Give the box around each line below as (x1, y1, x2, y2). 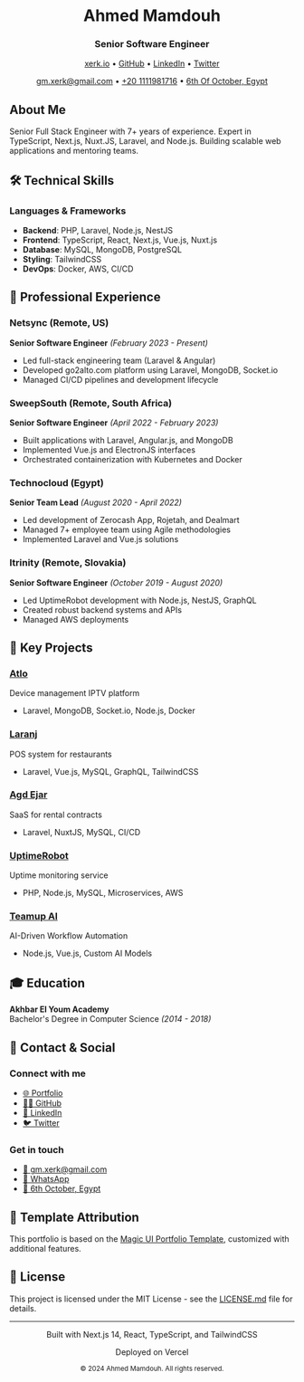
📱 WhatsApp (22, 1174, 70, 1185)
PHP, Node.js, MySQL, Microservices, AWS (22, 888, 184, 899)
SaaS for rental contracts (9, 809, 102, 820)
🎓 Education (9, 975, 86, 991)
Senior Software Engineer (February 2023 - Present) (9, 337, 208, 348)
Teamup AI (9, 910, 59, 923)
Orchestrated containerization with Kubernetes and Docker (22, 453, 242, 464)
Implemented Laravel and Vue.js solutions (22, 534, 179, 545)
